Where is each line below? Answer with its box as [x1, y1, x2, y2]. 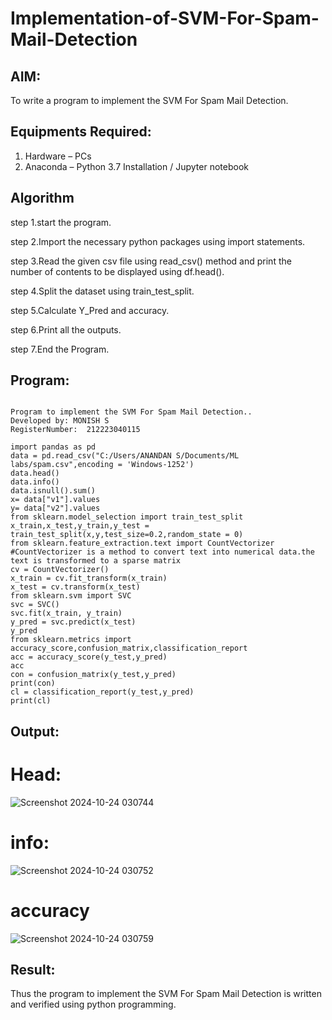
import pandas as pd [10, 442, 97, 452]
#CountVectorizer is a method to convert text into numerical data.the [10, 547, 315, 557]
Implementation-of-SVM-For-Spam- [10, 7, 320, 30]
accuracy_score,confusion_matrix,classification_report [10, 643, 248, 654]
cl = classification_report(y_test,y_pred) [10, 687, 195, 697]
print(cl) [10, 696, 52, 706]
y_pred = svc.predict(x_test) [10, 617, 137, 627]
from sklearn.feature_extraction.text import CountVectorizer [10, 538, 275, 549]
